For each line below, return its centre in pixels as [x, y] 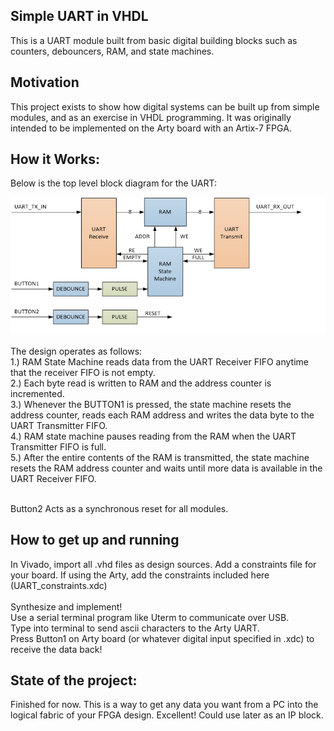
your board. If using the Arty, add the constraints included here [140, 575]
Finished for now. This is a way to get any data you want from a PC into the [164, 705]
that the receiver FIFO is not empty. [83, 372]
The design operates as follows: [76, 351]
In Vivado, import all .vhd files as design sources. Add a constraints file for [163, 564]
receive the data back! [56, 649]
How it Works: [55, 159]
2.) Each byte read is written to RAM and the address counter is [141, 383]
